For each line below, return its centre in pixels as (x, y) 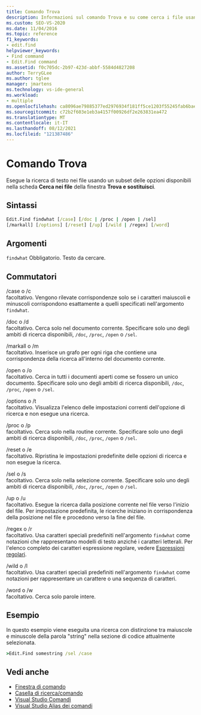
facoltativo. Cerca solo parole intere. (51, 597)
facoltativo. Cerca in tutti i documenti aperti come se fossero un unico (92, 377)
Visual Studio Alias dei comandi (54, 705)
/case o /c (19, 291)
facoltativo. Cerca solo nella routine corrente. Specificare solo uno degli (95, 432)
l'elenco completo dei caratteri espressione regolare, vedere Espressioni (95, 548)
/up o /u (16, 498)
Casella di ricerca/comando (49, 693)
